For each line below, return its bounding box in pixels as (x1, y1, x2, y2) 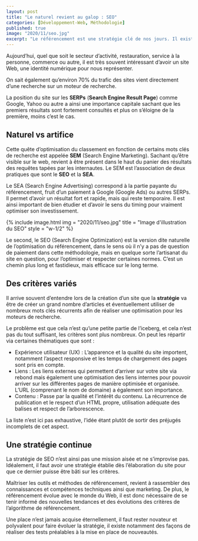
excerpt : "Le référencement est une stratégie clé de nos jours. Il (6, 36, 178, 42)
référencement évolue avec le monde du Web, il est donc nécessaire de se (6, 492, 187, 499)
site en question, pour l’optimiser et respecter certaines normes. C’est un (6, 255, 183, 262)
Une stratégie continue (6, 440, 93, 450)
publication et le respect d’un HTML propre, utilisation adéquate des (14, 399, 180, 406)
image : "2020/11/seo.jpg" (6, 31, 70, 37)
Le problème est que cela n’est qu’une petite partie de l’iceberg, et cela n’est (6, 324, 192, 331)
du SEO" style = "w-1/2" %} (6, 225, 74, 232)
